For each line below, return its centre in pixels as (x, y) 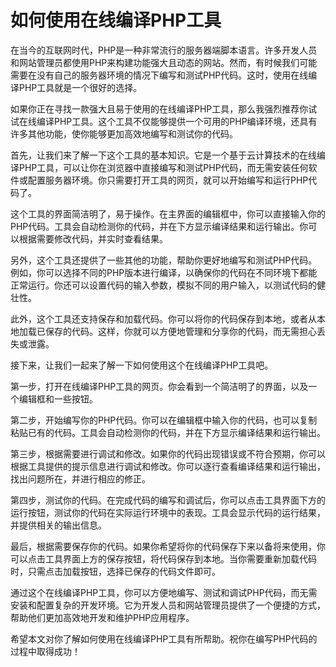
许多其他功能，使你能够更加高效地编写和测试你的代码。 (124, 133)
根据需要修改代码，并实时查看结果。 (93, 238)
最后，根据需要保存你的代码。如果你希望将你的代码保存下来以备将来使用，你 (168, 546)
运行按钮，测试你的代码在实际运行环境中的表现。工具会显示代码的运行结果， (168, 512)
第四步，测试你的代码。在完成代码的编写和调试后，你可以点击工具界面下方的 (168, 500)
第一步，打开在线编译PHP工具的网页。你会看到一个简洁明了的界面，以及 (159, 386)
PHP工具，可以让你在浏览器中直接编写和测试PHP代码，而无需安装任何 (163, 167)
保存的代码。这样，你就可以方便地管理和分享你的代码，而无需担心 (180, 331)
